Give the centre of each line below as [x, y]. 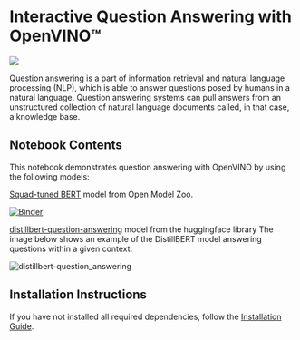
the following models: [49, 176]
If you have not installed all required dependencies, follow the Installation [145, 316]
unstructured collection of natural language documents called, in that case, [150, 107]
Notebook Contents [66, 146]
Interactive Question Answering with [150, 17]
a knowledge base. [45, 116]
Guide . [22, 326]
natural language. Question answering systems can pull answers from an [145, 97]
